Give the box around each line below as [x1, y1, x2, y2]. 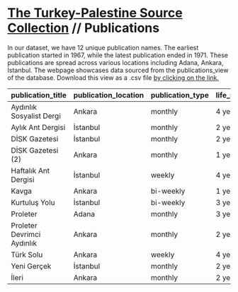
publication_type [150, 90, 209, 100]
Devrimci [11, 229, 41, 239]
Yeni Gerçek [11, 261, 52, 271]
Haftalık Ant [11, 165, 50, 175]
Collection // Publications [7, 20, 160, 36]
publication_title [11, 90, 67, 100]
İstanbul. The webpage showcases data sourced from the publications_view [7, 66, 229, 74]
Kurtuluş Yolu [11, 197, 55, 207]
